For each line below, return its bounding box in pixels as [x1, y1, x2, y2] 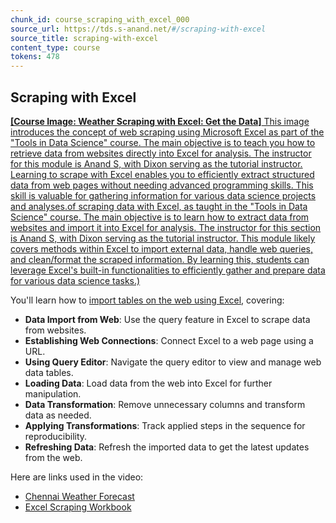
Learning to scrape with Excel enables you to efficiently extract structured [10, 168, 315, 180]
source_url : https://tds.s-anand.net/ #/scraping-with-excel [10, 24, 267, 34]
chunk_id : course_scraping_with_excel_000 [10, 14, 190, 25]
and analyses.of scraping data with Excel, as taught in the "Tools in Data [10, 200, 308, 212]
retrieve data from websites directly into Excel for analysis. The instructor [10, 147, 312, 159]
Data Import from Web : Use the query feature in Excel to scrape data [24, 313, 311, 325]
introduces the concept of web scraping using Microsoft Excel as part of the [10, 126, 325, 138]
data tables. [24, 366, 74, 378]
